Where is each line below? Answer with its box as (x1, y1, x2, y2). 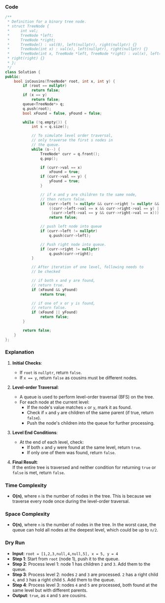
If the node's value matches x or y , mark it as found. (27, 404, 132, 410)
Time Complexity (5, 482, 47, 489)
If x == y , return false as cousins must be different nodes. (19, 374, 137, 380)
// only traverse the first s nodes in (31, 138, 113, 143)
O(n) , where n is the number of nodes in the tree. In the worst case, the (12, 522, 156, 528)
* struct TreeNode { (7, 24, 50, 29)
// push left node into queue (40, 224, 102, 229)
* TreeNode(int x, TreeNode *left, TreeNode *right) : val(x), (7, 51, 148, 56)
